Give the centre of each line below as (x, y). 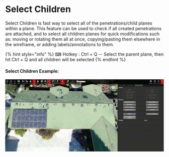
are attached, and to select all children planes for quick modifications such (82, 34)
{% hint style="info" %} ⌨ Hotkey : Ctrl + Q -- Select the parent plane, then (84, 54)
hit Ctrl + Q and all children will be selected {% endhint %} (66, 59)
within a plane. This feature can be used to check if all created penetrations (83, 28)
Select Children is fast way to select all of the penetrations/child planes (79, 23)
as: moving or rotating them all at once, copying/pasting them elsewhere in (83, 39)
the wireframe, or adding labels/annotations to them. (60, 44)
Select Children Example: (32, 71)
